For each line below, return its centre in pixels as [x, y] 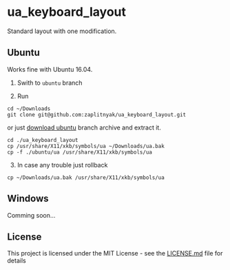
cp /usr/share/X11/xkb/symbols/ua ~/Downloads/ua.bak [86, 146]
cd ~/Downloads [29, 108]
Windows [28, 199]
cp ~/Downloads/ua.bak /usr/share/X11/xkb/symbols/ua [86, 177]
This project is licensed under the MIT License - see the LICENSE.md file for [115, 253]
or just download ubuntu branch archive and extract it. [84, 127]
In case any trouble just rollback [62, 165]
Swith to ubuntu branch [50, 83]
